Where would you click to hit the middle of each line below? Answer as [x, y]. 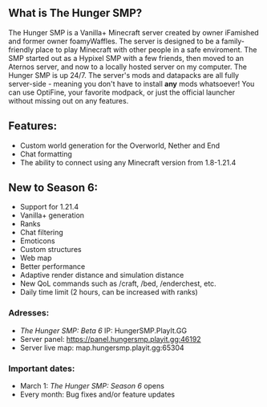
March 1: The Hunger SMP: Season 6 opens [92, 386]
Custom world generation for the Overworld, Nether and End [120, 145]
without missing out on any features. [69, 100]
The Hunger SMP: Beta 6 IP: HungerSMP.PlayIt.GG [103, 330]
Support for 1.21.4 [49, 207]
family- [233, 41]
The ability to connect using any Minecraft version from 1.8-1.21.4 [128, 162]
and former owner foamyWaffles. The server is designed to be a [114, 41]
